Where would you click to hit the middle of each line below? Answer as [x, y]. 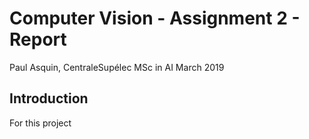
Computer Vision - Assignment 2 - [155, 18]
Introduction [49, 98]
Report [38, 39]
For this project [40, 123]
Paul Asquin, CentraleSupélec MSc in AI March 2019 [117, 67]
